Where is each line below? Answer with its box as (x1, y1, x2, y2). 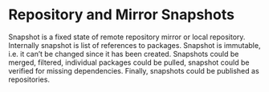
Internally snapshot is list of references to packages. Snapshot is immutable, (8, 40, 261, 50)
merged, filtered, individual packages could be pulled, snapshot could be (8, 58, 250, 67)
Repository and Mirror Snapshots (8, 6, 235, 24)
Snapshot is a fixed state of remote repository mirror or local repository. (8, 32, 246, 42)
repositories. (8, 74, 51, 84)
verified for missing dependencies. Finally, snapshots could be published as (8, 66, 259, 75)
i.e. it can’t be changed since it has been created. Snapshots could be (8, 49, 239, 58)
